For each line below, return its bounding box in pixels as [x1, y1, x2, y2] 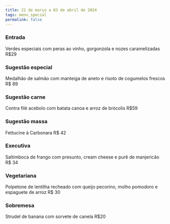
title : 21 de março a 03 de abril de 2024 [5, 7, 97, 13]
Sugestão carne [5, 93, 46, 100]
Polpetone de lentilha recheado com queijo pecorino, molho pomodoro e [5, 184, 158, 190]
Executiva [5, 142, 31, 149]
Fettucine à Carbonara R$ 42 [5, 129, 66, 136]
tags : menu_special [5, 12, 47, 17]
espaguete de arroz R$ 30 [5, 189, 61, 195]
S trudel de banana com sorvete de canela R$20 [5, 213, 106, 220]
